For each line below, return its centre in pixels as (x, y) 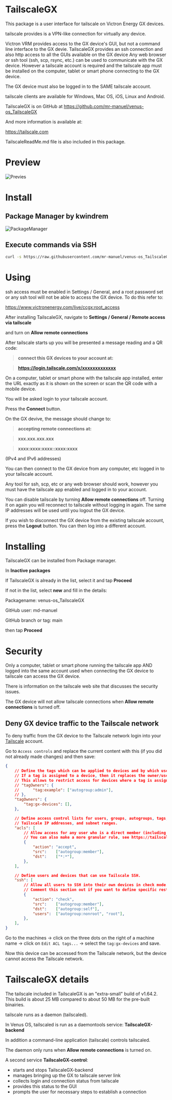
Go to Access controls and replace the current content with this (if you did (84, 751)
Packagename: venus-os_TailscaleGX (45, 601)
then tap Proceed (24, 630)
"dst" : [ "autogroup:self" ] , (66, 909)
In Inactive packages (28, 571)
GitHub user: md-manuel (31, 610)
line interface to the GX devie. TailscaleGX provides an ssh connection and (84, 49)
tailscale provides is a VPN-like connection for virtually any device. (76, 33)
